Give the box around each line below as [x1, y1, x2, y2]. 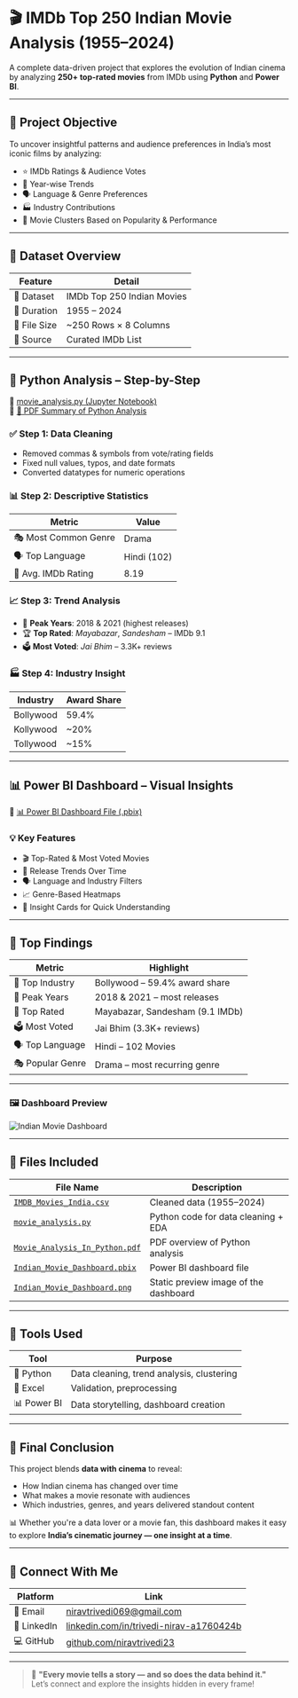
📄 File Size [13, 318, 58, 331]
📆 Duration [13, 304, 58, 317]
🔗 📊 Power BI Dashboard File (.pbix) [9, 806, 143, 817]
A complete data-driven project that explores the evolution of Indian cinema [9, 62, 286, 73]
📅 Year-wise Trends [21, 178, 95, 189]
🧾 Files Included [9, 1155, 99, 1170]
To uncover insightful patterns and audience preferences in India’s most [9, 138, 271, 149]
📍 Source [13, 333, 52, 345]
